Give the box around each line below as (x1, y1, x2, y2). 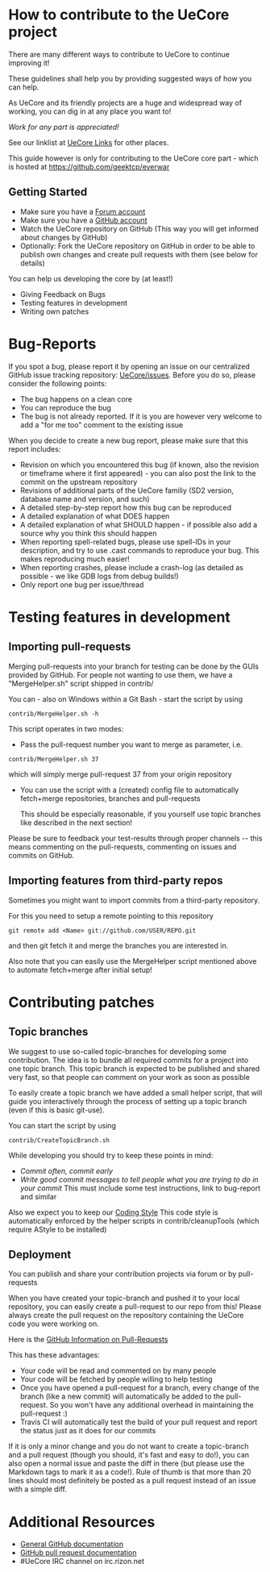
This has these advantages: (8, 1350, 101, 1360)
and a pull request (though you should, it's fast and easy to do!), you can (8, 1450, 250, 1460)
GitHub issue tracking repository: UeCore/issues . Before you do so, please (8, 369, 256, 380)
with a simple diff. (8, 1484, 67, 1494)
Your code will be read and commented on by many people (19, 1366, 217, 1376)
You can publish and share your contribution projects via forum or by (8, 1269, 237, 1279)
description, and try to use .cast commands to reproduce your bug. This (19, 545, 260, 555)
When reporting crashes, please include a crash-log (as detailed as (19, 562, 244, 572)
